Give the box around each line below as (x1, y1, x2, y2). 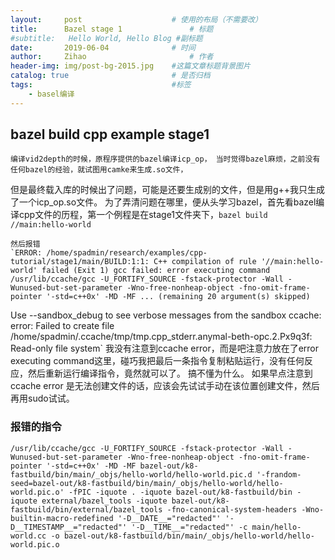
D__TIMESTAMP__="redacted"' (10, 522, 128, 532)
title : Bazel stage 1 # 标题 (10, 24, 214, 34)
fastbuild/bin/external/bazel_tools (10, 504, 163, 515)
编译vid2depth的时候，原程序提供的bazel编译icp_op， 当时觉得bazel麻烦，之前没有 (10, 154, 321, 165)
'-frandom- (256, 469, 302, 480)
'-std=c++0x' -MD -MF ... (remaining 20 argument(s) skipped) (46, 292, 311, 302)
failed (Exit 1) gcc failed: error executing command (41, 266, 271, 276)
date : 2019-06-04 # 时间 (10, 42, 196, 53)
